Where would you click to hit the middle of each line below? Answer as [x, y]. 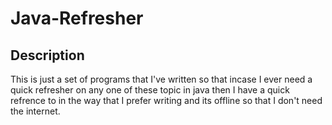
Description [47, 55]
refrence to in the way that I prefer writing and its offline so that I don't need [166, 100]
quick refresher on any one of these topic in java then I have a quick [150, 90]
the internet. [35, 111]
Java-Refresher [77, 18]
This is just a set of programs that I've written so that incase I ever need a [161, 79]
